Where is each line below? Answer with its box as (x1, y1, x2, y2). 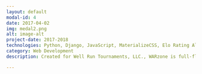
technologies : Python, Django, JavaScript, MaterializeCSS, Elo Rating (6, 43, 189, 49)
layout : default (6, 8, 47, 15)
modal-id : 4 (6, 14, 36, 20)
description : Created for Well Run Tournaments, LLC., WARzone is (6, 54, 176, 60)
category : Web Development (6, 48, 74, 54)
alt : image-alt (6, 31, 44, 37)
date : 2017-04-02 (6, 20, 50, 26)
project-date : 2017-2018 (6, 37, 69, 43)
